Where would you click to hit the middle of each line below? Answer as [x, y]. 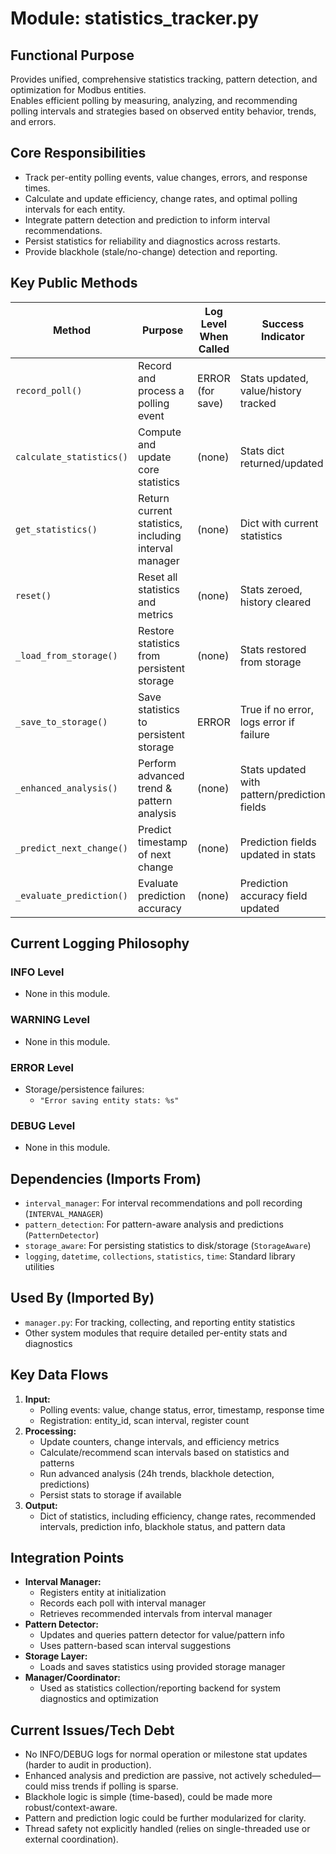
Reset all [158, 577]
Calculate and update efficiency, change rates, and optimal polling [161, 198]
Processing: [50, 1431]
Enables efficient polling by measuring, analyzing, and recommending [154, 100]
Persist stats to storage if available [110, 1494]
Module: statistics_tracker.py [135, 18]
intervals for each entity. [75, 209]
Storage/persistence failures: [84, 1089]
